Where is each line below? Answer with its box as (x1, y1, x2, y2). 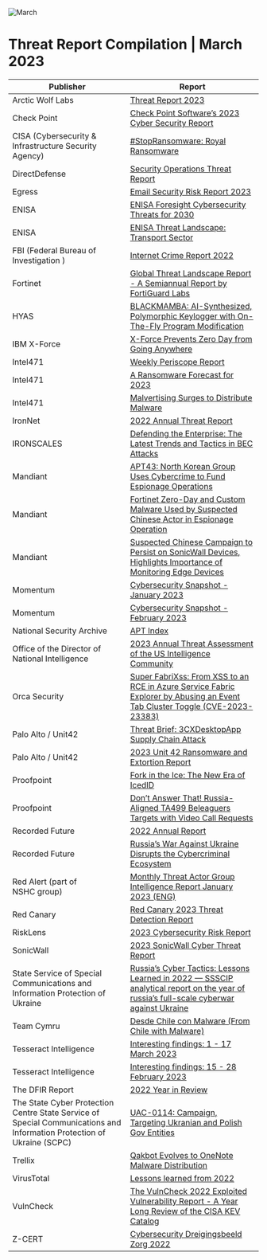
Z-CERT (12, 1233, 44, 1244)
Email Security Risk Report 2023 (130, 186, 252, 197)
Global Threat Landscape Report (130, 268, 252, 279)
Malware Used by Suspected (130, 503, 238, 515)
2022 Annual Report (130, 825, 207, 836)
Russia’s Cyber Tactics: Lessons (130, 962, 250, 973)
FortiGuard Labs (130, 288, 191, 299)
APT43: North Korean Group (130, 460, 236, 472)
